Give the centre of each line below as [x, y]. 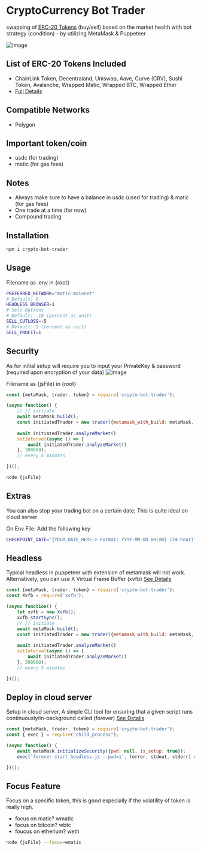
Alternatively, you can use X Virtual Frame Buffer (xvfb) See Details [89, 579]
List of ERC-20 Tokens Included [66, 64]
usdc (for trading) [36, 158]
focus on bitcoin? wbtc [43, 825]
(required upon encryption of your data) [55, 372]
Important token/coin [47, 143]
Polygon [25, 124]
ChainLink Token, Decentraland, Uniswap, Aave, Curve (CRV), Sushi [98, 78]
